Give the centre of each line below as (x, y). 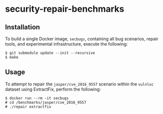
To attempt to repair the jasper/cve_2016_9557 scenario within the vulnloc (80, 84)
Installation (23, 27)
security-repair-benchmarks (65, 9)
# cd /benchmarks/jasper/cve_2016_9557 (46, 102)
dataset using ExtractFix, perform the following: (53, 89)
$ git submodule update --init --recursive (50, 53)
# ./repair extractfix (28, 107)
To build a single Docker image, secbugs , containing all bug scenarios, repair (82, 39)
